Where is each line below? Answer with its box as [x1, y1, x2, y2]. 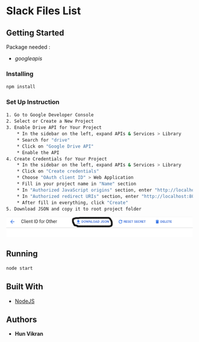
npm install [6, 84, 36, 90]
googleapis [14, 55, 43, 62]
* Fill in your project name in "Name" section [17, 181, 136, 187]
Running [6, 249, 38, 259]
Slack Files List [6, 4, 81, 18]
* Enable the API [17, 149, 60, 155]
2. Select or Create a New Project [6, 119, 94, 124]
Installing [6, 69, 34, 78]
